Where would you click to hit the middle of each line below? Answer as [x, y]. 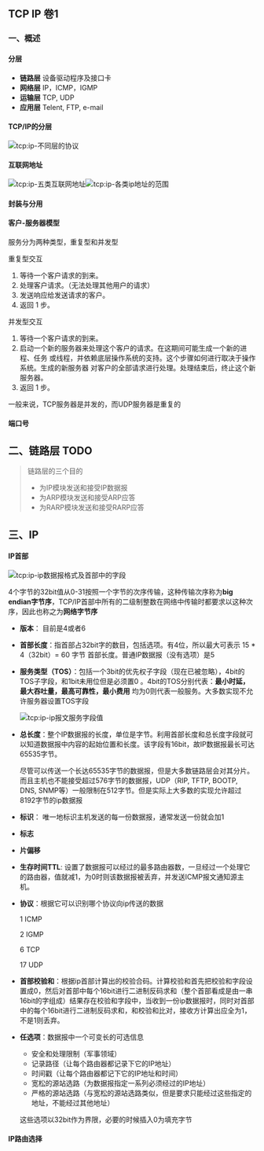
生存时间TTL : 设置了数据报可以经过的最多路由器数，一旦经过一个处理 [131, 866]
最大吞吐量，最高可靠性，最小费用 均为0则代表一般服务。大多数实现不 [133, 691]
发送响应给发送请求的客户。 [64, 295]
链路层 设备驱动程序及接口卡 [65, 78]
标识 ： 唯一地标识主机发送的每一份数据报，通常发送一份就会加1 [122, 817]
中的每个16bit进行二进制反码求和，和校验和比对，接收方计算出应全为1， [135, 1010]
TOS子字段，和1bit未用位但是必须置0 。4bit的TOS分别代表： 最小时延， [134, 681]
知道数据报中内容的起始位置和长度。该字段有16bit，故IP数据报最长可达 [141, 744]
